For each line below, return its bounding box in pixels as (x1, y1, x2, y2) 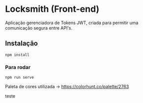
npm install (5, 52, 29, 57)
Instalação (5, 39, 38, 48)
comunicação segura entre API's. (5, 25, 73, 31)
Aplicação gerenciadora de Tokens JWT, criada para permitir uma (5, 20, 139, 26)
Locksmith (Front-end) (5, 3, 100, 15)
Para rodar (5, 64, 31, 70)
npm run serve (5, 75, 34, 80)
